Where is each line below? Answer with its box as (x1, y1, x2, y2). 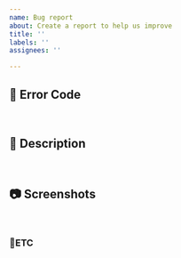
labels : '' (9, 37, 50, 47)
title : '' (9, 29, 46, 38)
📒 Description (9, 136, 86, 151)
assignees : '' (9, 46, 62, 55)
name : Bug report (9, 12, 74, 22)
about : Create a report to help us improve (9, 21, 173, 30)
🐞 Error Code (9, 86, 82, 102)
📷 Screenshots (9, 187, 96, 202)
